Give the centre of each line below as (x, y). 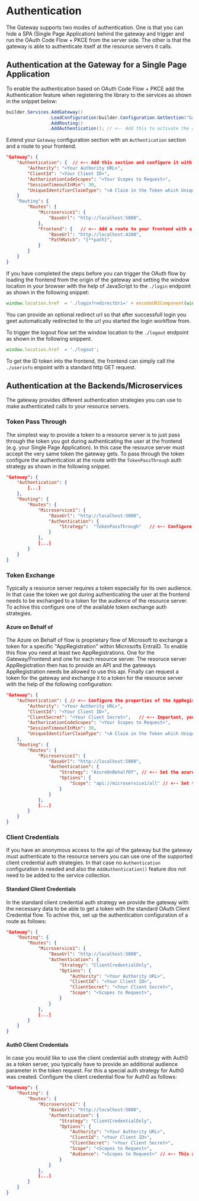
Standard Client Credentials (41, 889)
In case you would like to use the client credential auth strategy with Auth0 (97, 1058)
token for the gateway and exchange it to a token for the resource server (95, 678)
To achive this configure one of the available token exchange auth (86, 607)
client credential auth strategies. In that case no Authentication (84, 863)
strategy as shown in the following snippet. (59, 466)
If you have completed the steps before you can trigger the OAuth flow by (96, 273)
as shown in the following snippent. (49, 338)
